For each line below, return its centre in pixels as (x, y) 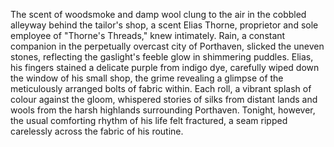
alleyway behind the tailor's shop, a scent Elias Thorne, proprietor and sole (164, 25)
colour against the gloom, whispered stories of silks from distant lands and (164, 99)
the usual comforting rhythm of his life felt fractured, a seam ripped (149, 120)
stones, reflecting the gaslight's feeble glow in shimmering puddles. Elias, (162, 57)
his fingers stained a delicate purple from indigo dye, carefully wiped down (165, 67)
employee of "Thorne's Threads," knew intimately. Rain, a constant (148, 35)
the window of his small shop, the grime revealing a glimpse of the (147, 78)
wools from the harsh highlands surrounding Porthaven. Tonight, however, (163, 110)
